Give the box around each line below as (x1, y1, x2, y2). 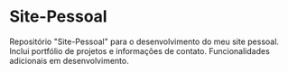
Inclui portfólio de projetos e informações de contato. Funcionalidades (9, 45, 271, 56)
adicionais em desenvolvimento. (9, 55, 129, 66)
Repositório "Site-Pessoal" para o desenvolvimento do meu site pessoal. (9, 36, 280, 47)
